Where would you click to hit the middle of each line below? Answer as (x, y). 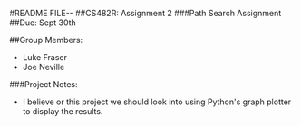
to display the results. (63, 111)
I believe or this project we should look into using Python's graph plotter (157, 102)
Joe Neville (44, 67)
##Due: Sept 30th (43, 22)
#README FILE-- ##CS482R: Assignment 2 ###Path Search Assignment (146, 13)
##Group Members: (46, 40)
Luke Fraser (45, 57)
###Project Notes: (44, 84)
